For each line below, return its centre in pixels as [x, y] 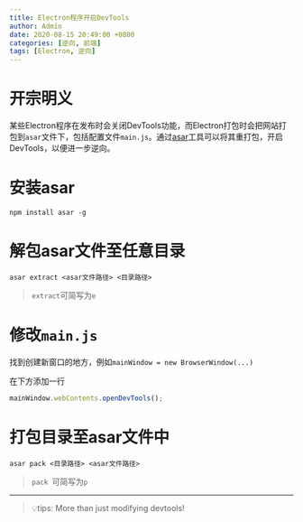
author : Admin [36, 26]
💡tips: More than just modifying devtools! [108, 508]
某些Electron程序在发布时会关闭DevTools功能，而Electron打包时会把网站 [144, 126]
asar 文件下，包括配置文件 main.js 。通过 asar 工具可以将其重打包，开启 [155, 137]
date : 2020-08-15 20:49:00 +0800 [72, 34]
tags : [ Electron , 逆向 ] [53, 51]
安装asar [42, 188]
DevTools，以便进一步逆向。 [62, 148]
